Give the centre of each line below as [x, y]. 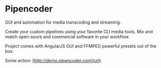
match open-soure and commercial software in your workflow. [67, 37]
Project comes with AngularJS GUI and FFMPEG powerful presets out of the [81, 46]
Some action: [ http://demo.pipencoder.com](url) [53, 60]
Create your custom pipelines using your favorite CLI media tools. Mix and [79, 31]
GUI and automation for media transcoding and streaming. [63, 22]
